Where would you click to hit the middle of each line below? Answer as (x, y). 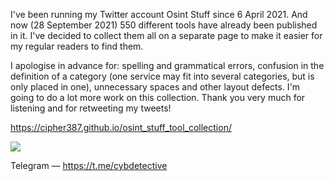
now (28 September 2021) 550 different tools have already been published (164, 25)
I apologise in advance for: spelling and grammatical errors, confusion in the (167, 65)
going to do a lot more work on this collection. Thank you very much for (158, 97)
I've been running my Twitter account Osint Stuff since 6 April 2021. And (159, 14)
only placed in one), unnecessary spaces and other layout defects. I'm (155, 87)
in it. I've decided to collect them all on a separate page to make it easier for (166, 35)
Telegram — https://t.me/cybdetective (89, 165)
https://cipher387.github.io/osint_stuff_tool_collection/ (121, 127)
